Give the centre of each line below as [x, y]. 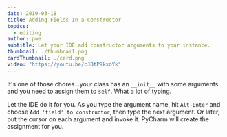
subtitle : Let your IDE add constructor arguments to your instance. [109, 45]
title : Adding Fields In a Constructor [64, 20]
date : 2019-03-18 [32, 13]
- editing [27, 33]
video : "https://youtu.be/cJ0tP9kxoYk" [64, 64]
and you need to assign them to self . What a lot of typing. [89, 91]
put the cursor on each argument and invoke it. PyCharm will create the [108, 119]
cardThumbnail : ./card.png [46, 58]
